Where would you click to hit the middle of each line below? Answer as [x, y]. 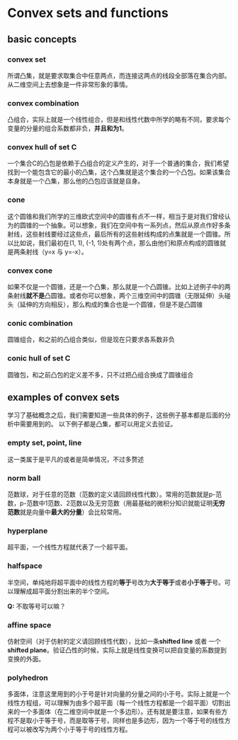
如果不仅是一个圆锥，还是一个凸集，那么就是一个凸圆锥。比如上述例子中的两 [119, 287]
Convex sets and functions [88, 13]
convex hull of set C [42, 147]
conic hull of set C [39, 358]
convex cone [30, 271]
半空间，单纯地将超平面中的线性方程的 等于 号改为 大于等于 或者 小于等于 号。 [116, 582]
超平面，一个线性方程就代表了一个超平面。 [69, 547]
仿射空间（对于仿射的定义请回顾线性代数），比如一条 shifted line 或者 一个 [114, 641]
